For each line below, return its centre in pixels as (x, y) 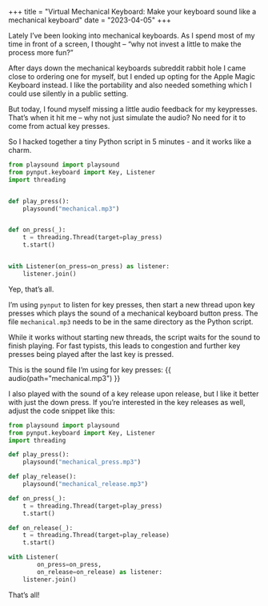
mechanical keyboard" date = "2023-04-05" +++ (90, 20)
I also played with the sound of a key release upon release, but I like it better (134, 393)
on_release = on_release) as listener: (100, 572)
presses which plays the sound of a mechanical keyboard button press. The (133, 313)
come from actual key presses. (59, 126)
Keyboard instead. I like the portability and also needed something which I (130, 85)
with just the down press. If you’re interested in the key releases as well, (127, 402)
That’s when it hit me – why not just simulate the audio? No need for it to (127, 118)
